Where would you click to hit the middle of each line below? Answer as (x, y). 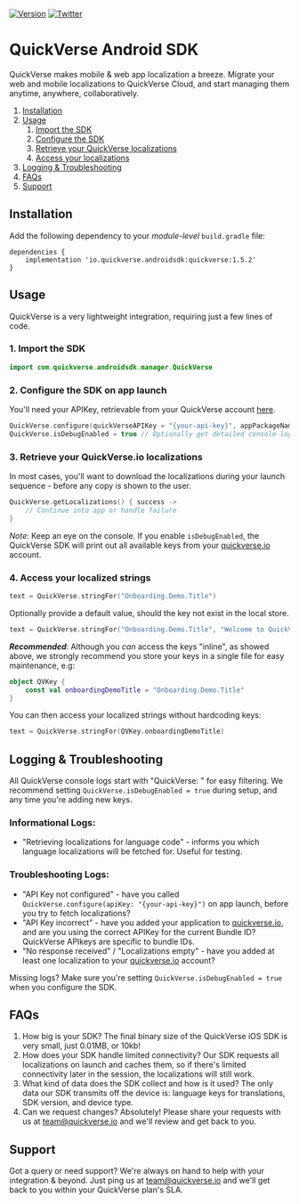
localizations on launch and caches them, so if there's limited (134, 1065)
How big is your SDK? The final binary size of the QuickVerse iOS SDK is (154, 1037)
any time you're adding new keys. (71, 800)
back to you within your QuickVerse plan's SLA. (97, 1190)
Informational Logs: (53, 822)
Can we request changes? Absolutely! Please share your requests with (151, 1112)
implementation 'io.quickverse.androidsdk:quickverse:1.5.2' (141, 260)
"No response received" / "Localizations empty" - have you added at (148, 951)
